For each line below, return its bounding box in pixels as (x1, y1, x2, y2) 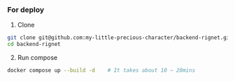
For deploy (7, 5, 45, 15)
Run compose (17, 54, 58, 62)
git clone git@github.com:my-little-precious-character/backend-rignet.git (7, 34, 233, 41)
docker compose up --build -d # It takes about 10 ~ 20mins (7, 67, 196, 74)
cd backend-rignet (7, 40, 61, 48)
